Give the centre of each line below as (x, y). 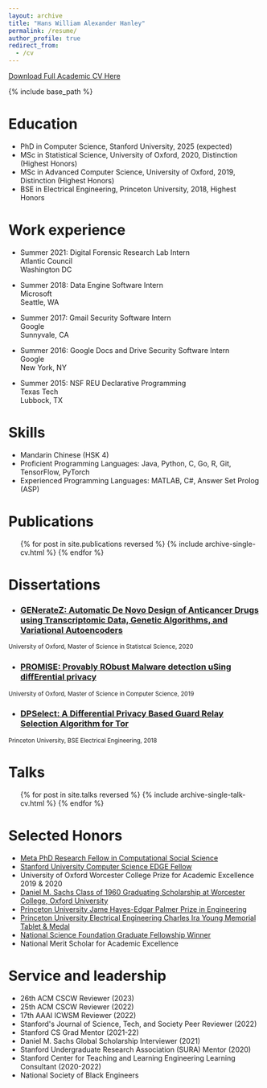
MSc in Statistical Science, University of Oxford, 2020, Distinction (129, 154)
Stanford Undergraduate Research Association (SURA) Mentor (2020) (136, 1049)
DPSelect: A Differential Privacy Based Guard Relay (121, 714)
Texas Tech (39, 392)
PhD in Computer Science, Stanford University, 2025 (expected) (126, 146)
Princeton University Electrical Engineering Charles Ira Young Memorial (138, 918)
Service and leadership (87, 976)
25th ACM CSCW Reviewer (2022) (77, 1007)
